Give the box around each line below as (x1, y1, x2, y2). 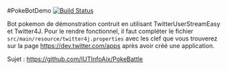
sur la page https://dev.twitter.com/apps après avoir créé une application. (7, 42, 215, 49)
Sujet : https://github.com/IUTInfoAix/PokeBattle (7, 55, 143, 63)
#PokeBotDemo (7, 7, 51, 14)
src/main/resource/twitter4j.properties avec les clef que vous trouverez (7, 34, 218, 43)
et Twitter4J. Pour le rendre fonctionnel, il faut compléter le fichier (7, 27, 194, 35)
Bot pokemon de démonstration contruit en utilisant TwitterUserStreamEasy (7, 20, 221, 27)
